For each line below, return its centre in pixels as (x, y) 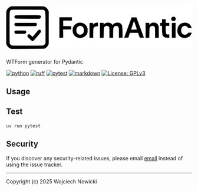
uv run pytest (24, 126)
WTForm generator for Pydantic (45, 61)
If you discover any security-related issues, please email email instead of (95, 158)
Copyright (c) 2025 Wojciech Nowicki (52, 181)
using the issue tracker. (34, 164)
